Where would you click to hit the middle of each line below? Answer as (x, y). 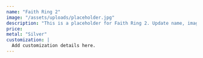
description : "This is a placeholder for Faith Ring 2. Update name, (96, 23)
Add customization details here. (54, 46)
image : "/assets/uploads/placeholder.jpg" (60, 18)
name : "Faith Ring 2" (34, 12)
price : (14, 29)
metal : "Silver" (27, 34)
